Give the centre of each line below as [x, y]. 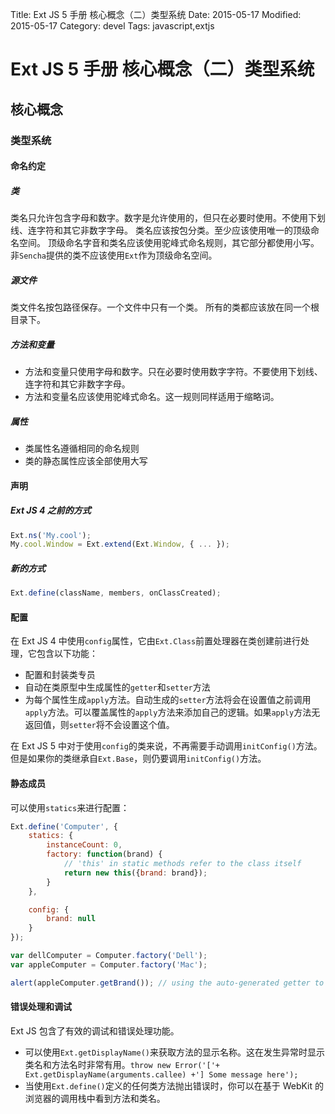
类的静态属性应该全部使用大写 [86, 460]
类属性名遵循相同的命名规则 [82, 448]
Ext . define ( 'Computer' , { [64, 826]
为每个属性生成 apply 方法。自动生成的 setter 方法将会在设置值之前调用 [168, 700]
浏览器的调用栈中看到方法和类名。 [95, 1098]
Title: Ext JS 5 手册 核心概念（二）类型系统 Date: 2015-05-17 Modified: [156, 14]
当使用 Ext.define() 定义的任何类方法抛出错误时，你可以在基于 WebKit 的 [174, 1085]
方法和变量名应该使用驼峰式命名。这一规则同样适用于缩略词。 [152, 396]
